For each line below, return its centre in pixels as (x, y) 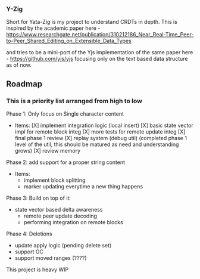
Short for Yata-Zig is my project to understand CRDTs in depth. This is (92, 22)
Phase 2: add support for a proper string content (66, 162)
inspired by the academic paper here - (53, 28)
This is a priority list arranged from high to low (74, 101)
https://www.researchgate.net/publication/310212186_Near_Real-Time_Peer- (100, 35)
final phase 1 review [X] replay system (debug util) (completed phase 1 (101, 138)
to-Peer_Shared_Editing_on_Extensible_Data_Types (69, 41)
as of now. (19, 65)
